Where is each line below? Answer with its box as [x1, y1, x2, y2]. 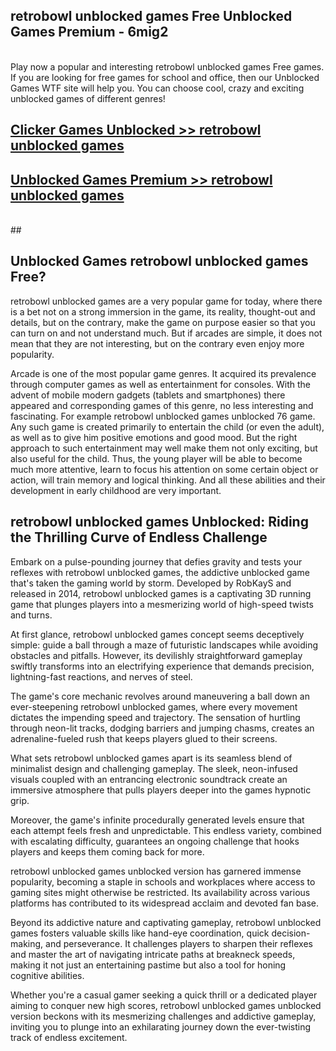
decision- [271, 927, 311, 939]
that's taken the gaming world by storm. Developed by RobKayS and [10, 577, 292, 589]
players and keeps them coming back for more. [10, 845, 205, 858]
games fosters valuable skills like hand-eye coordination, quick [10, 927, 270, 939]
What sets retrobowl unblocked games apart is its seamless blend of [10, 752, 293, 764]
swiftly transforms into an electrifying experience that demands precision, [10, 660, 315, 672]
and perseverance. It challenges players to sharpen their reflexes [45, 937, 313, 949]
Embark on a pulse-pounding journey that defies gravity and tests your [10, 555, 303, 568]
